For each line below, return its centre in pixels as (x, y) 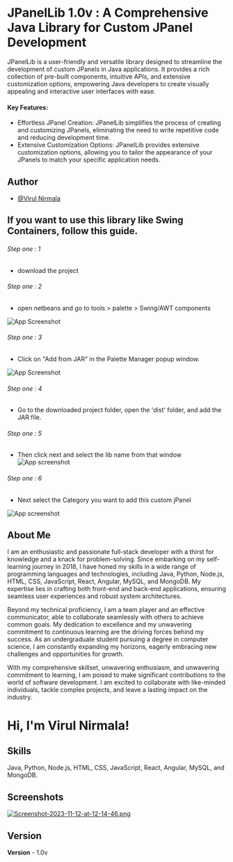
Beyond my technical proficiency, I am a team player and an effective (106, 610)
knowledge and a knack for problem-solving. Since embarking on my (106, 559)
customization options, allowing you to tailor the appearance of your (115, 152)
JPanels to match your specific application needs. (89, 160)
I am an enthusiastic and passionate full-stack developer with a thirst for (111, 552)
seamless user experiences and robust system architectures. (95, 596)
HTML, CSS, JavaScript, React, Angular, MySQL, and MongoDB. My (104, 581)
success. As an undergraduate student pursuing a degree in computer (108, 639)
